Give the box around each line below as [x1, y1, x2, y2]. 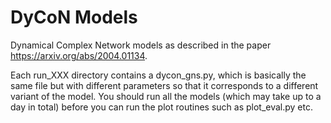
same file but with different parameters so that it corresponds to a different [10, 79, 319, 91]
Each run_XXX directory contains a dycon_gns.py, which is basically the [10, 69, 307, 81]
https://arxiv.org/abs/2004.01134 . [10, 49, 148, 61]
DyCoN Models [10, 6, 138, 29]
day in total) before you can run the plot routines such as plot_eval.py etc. [10, 101, 314, 113]
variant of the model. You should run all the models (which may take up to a [10, 90, 322, 102]
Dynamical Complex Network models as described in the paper [10, 39, 272, 51]
